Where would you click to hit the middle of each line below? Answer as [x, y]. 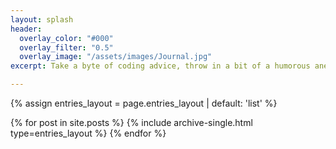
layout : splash [42, 19]
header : [26, 29]
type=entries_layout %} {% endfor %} [88, 133]
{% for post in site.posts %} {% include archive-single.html [131, 122]
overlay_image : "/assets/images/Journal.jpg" [116, 57]
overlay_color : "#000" [66, 38]
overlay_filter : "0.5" [66, 47]
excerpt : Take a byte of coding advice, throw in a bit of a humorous [160, 66]
